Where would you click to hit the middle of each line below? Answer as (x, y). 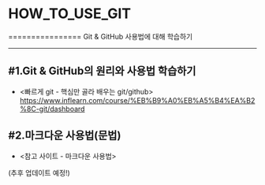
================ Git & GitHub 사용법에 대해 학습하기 (101, 36)
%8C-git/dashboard (52, 109)
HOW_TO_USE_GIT (70, 14)
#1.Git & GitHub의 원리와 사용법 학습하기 (102, 71)
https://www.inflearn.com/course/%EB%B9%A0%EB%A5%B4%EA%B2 (137, 100)
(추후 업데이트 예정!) (39, 172)
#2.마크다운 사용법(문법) (65, 136)
